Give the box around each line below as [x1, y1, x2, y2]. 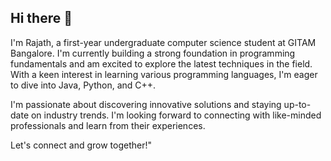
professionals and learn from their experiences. [10, 119, 206, 131]
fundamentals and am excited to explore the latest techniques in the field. [10, 57, 313, 70]
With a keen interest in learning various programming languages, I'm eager [10, 68, 318, 80]
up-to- [283, 98, 312, 110]
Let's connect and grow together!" [10, 139, 153, 151]
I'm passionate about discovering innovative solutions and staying [10, 98, 282, 110]
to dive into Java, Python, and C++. [10, 79, 157, 91]
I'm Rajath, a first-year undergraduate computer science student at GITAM [10, 36, 317, 48]
